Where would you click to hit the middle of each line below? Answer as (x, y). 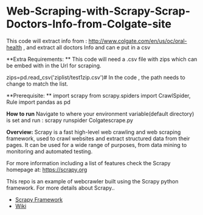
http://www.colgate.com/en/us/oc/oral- (138, 41)
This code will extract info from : (47, 41)
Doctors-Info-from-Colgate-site (89, 24)
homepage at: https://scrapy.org (47, 169)
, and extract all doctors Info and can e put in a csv (87, 47)
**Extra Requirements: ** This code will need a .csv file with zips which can (102, 59)
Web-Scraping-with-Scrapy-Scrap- (98, 11)
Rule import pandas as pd (39, 102)
